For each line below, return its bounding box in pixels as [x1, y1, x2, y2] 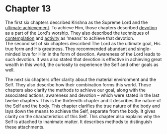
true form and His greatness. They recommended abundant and [5, 46, 136, 52]
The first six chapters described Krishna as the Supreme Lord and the [5, 19, 148, 25]
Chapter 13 [5, 3, 51, 14]
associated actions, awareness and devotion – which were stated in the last [5, 92, 160, 98]
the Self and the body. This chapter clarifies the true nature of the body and [5, 103, 160, 109]
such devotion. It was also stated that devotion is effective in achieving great [5, 56, 162, 62]
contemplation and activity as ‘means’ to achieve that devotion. [5, 35, 135, 41]
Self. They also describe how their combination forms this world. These [5, 81, 152, 87]
